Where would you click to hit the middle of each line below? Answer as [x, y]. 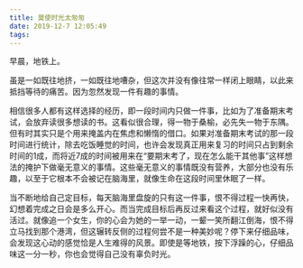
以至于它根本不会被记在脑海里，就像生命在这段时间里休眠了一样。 [147, 179]
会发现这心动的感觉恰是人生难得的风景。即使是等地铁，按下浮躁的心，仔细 [147, 243]
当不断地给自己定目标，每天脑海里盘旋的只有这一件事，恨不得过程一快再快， [151, 198]
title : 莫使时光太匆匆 [47, 18]
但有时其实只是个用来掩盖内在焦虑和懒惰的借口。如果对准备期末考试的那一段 [151, 134]
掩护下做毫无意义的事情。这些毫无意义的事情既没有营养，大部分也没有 [155, 167]
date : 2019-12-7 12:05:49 [58, 26]
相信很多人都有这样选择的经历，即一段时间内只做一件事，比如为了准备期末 [147, 111]
